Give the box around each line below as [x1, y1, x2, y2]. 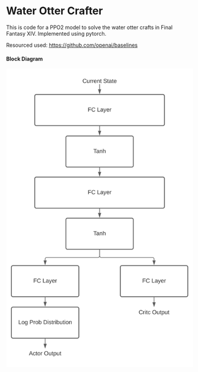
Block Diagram [6, 55, 43, 62]
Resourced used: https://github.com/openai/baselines [6, 41, 138, 49]
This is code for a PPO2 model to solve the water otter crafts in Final [6, 24, 173, 31]
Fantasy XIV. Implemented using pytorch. [6, 30, 107, 37]
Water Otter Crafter [6, 4, 103, 18]
